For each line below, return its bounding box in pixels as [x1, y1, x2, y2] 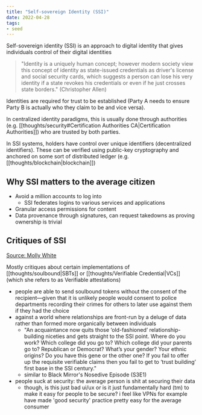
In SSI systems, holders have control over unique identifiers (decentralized [6, 140, 192, 148]
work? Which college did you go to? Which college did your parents [24, 339, 192, 346]
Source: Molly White [6, 251, 57, 259]
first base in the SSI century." [24, 364, 97, 372]
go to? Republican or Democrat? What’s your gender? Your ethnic [24, 345, 187, 352]
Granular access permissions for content [14, 205, 116, 213]
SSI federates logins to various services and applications [24, 199, 165, 207]
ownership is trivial [14, 218, 62, 226]
